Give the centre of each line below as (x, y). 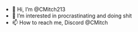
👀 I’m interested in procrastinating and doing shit (72, 16)
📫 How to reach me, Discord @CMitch (60, 22)
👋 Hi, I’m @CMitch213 (39, 9)
